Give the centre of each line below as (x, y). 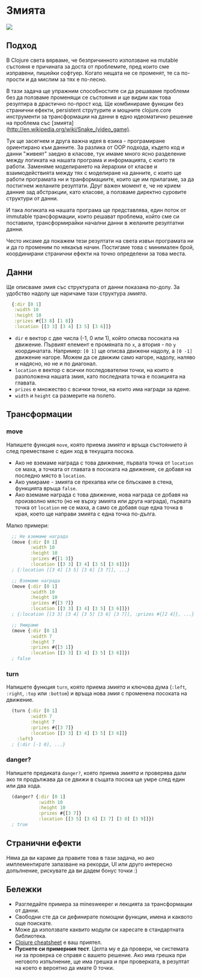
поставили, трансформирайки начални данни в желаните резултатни (95, 222)
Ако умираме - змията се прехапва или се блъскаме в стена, (94, 482)
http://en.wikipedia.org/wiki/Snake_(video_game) (68, 129)
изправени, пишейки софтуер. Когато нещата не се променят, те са (93, 73)
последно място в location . (50, 475)
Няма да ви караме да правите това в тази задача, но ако (80, 857)
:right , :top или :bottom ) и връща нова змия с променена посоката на (97, 693)
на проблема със (28, 123)
